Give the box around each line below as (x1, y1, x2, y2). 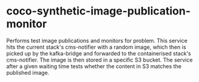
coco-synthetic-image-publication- (6, 4, 191, 18)
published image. (6, 69, 50, 76)
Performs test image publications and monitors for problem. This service (6, 37, 188, 44)
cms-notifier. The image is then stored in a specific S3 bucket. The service (6, 56, 193, 63)
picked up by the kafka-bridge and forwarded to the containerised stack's (6, 49, 191, 57)
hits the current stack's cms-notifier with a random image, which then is (6, 43, 186, 51)
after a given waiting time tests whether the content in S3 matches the (6, 62, 182, 70)
